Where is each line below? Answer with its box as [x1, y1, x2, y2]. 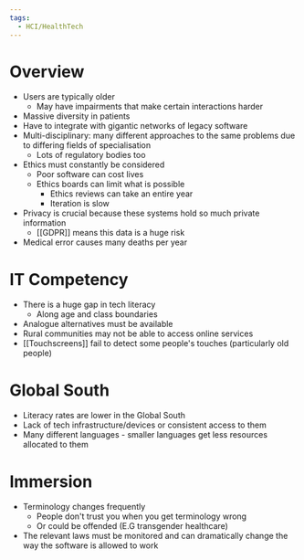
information [22, 217, 67, 228]
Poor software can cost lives [36, 169, 144, 180]
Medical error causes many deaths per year [22, 237, 188, 248]
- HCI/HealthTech [17, 22, 84, 31]
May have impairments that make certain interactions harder [36, 101, 264, 112]
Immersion [9, 471, 93, 491]
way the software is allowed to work [22, 540, 159, 551]
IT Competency [9, 269, 129, 290]
